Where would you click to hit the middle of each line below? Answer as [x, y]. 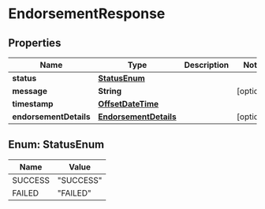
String [110, 91]
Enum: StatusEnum [56, 145]
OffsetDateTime [129, 104]
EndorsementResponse [87, 14]
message [30, 91]
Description [207, 65]
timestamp [33, 104]
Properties [35, 43]
